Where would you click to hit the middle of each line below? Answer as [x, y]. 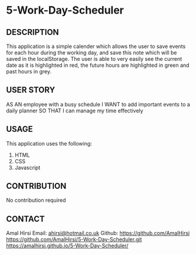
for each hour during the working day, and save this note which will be [92, 53]
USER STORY [31, 90]
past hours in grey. [29, 71]
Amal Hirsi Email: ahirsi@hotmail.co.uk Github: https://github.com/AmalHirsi [98, 233]
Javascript [27, 167]
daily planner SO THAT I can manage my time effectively [75, 111]
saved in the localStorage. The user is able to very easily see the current [94, 59]
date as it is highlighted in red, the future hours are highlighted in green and [98, 65]
